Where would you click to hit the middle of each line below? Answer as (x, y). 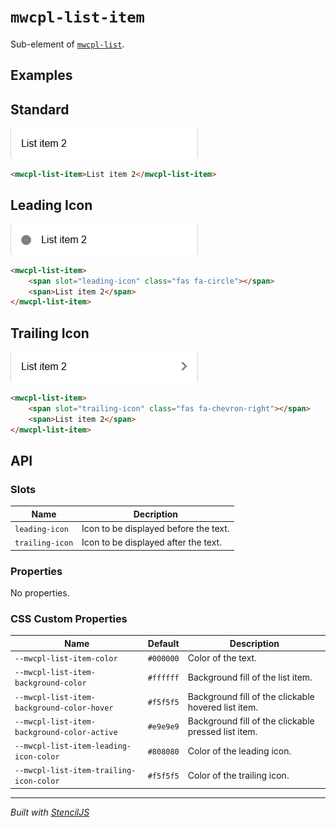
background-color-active (66, 732)
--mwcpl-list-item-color (66, 659)
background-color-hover (64, 708)
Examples (41, 75)
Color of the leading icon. (239, 751)
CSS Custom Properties (69, 619)
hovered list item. (222, 707)
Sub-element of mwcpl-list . (67, 44)
